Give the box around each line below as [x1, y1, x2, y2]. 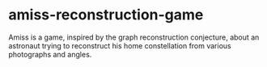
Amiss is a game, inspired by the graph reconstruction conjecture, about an [8, 32, 260, 42]
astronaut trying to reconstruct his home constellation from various [8, 40, 232, 50]
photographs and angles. [8, 49, 92, 59]
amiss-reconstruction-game [8, 6, 204, 24]
